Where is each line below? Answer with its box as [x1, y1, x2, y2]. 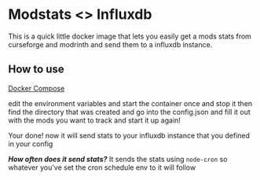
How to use [8, 63, 64, 76]
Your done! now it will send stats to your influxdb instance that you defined [8, 130, 250, 140]
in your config [8, 139, 53, 149]
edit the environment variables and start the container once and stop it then [8, 98, 253, 108]
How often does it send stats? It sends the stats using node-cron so [8, 154, 228, 163]
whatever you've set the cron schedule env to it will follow [8, 163, 196, 172]
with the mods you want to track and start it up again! [8, 116, 181, 125]
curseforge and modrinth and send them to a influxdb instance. [8, 39, 213, 49]
